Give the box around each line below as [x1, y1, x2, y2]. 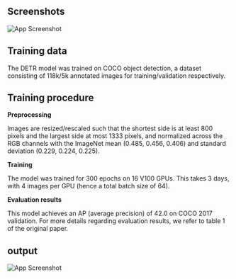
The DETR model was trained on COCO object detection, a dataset [7, 64, 202, 72]
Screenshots [7, 6, 65, 18]
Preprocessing [7, 110, 52, 119]
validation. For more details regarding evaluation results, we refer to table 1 [7, 217, 225, 225]
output [7, 244, 38, 257]
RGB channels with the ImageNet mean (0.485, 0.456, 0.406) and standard [7, 139, 227, 148]
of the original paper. [7, 224, 69, 233]
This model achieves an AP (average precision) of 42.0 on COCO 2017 [7, 209, 213, 218]
